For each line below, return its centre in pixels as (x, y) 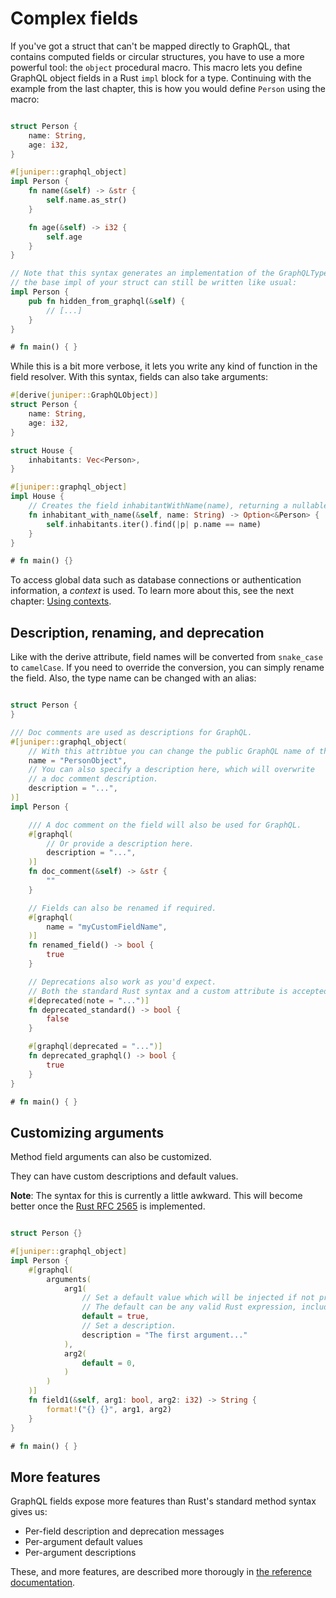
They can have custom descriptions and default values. (124, 1176)
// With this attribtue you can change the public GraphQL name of (171, 751)
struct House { (42, 450)
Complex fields (74, 18)
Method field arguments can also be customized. (111, 1157)
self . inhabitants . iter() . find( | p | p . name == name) (154, 524)
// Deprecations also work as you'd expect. (122, 982)
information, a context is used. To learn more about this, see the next (152, 591)
